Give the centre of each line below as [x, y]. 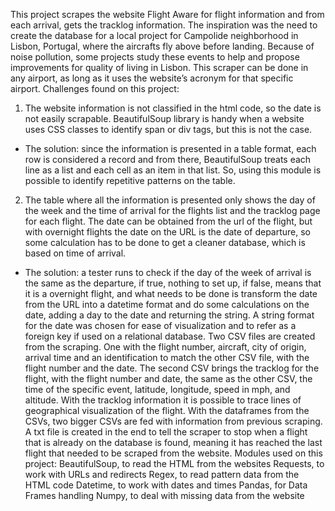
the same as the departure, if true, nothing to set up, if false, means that [173, 283]
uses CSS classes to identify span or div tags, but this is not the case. [168, 129]
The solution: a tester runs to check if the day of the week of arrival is [168, 272]
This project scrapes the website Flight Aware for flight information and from [167, 14]
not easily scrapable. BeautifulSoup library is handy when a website [164, 118]
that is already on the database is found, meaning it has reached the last [173, 442]
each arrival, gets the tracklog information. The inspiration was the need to [164, 25]
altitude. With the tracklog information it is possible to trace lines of [163, 400]
